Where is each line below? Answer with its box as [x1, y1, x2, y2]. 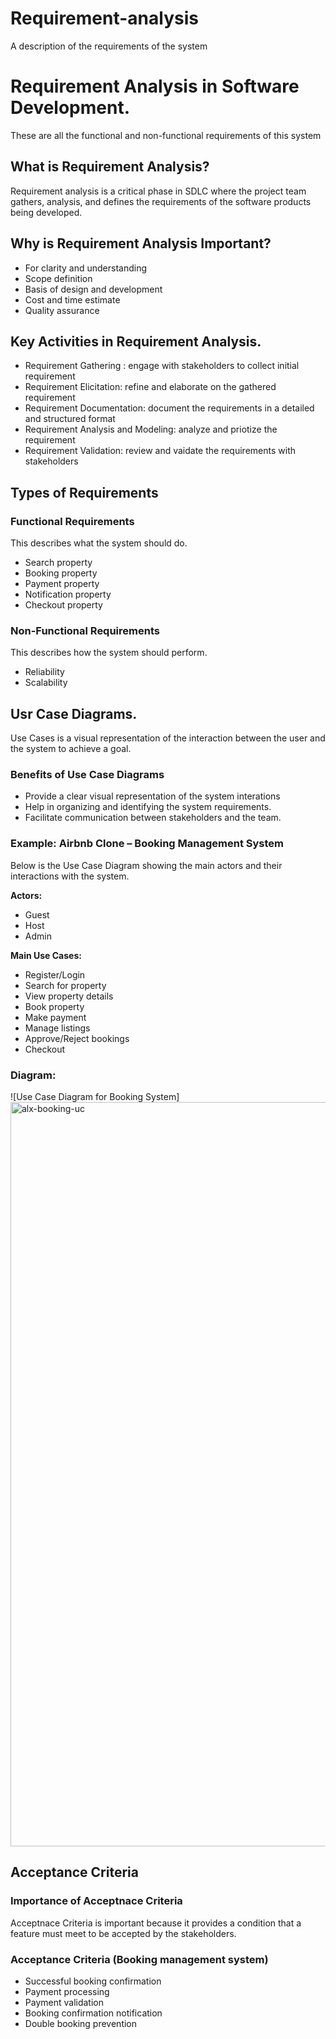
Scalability [24, 677, 68, 689]
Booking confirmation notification [24, 2007, 163, 2019]
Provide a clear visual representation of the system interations [24, 790, 281, 802]
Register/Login [24, 968, 86, 981]
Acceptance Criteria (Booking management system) [10, 1952, 269, 1966]
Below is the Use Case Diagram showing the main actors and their [10, 859, 283, 871]
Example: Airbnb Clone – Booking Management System [10, 837, 285, 851]
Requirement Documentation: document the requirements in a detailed [24, 402, 315, 414]
